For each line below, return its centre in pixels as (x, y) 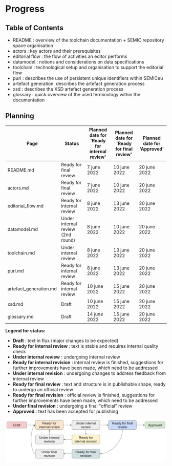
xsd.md (15, 304)
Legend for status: (25, 331)
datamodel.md (23, 229)
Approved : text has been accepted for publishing (66, 411)
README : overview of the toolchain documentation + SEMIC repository (89, 40)
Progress (25, 9)
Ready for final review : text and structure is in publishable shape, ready (89, 384)
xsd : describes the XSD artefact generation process (68, 89)
